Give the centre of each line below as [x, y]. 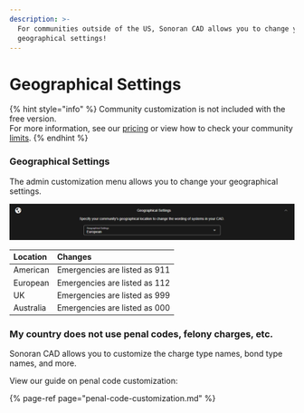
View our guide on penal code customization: [94, 380]
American [31, 270]
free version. [33, 119]
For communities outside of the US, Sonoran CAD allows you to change [153, 29]
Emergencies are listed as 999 [114, 295]
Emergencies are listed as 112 [114, 283]
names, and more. [43, 363]
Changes [75, 257]
